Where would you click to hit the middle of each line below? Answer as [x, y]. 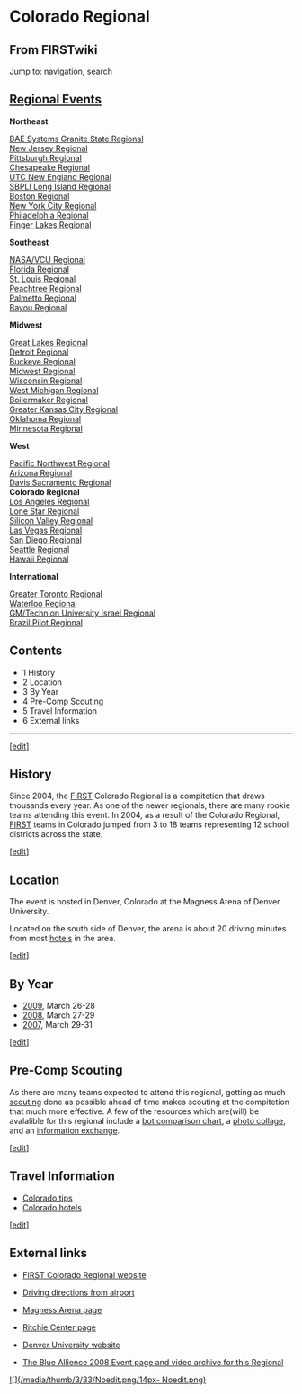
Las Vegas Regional [46, 530]
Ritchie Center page [59, 1327]
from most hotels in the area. [63, 939]
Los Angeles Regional [49, 501]
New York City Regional [53, 205]
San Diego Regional [46, 540]
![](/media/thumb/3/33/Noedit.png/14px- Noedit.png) [108, 1380]
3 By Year [40, 691]
